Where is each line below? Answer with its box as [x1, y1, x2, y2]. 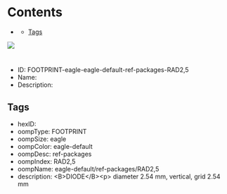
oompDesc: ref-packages [17, 150, 92, 158]
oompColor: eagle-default [17, 142, 93, 150]
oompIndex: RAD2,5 [17, 157, 76, 166]
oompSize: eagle [17, 135, 67, 143]
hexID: [17, 119, 37, 128]
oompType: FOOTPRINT [17, 127, 87, 135]
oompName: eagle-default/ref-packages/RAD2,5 [17, 164, 160, 173]
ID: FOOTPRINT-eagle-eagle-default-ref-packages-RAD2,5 [17, 66, 189, 74]
